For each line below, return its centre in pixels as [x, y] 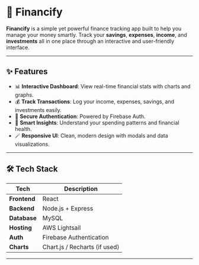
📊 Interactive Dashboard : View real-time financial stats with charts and [102, 86]
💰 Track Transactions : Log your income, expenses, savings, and [94, 101]
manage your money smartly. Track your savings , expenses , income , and [97, 34]
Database [23, 218]
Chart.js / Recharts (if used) [81, 247]
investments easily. [38, 110]
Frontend [22, 199]
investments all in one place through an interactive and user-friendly [90, 41]
